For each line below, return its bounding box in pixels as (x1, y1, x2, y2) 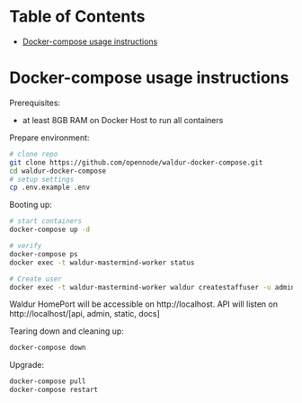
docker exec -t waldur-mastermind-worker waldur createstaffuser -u (9, 282, 271, 291)
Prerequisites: (9, 97, 61, 108)
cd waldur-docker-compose (9, 166, 106, 175)
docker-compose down (9, 344, 87, 353)
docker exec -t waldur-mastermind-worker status (9, 258, 195, 267)
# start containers (9, 217, 83, 226)
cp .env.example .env (9, 183, 91, 193)
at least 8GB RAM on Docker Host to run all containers (22, 114, 224, 125)
